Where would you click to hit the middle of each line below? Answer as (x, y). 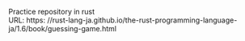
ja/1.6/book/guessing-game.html (63, 29)
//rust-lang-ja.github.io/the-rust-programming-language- (142, 20)
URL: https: (27, 20)
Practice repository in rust (52, 12)
